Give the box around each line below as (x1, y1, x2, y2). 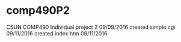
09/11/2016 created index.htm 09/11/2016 (6, 29, 108, 37)
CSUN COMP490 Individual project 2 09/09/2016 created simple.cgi (6, 23, 176, 31)
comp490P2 (6, 4, 70, 17)
